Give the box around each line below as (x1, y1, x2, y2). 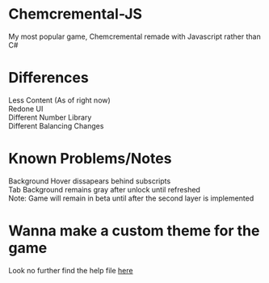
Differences (8, 69, 89, 87)
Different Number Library (8, 112, 92, 122)
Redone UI (8, 103, 44, 113)
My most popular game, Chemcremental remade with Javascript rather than (8, 32, 261, 41)
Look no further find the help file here (8, 265, 133, 275)
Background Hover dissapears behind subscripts (8, 175, 171, 186)
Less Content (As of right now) (8, 95, 111, 105)
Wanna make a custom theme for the (8, 222, 260, 239)
